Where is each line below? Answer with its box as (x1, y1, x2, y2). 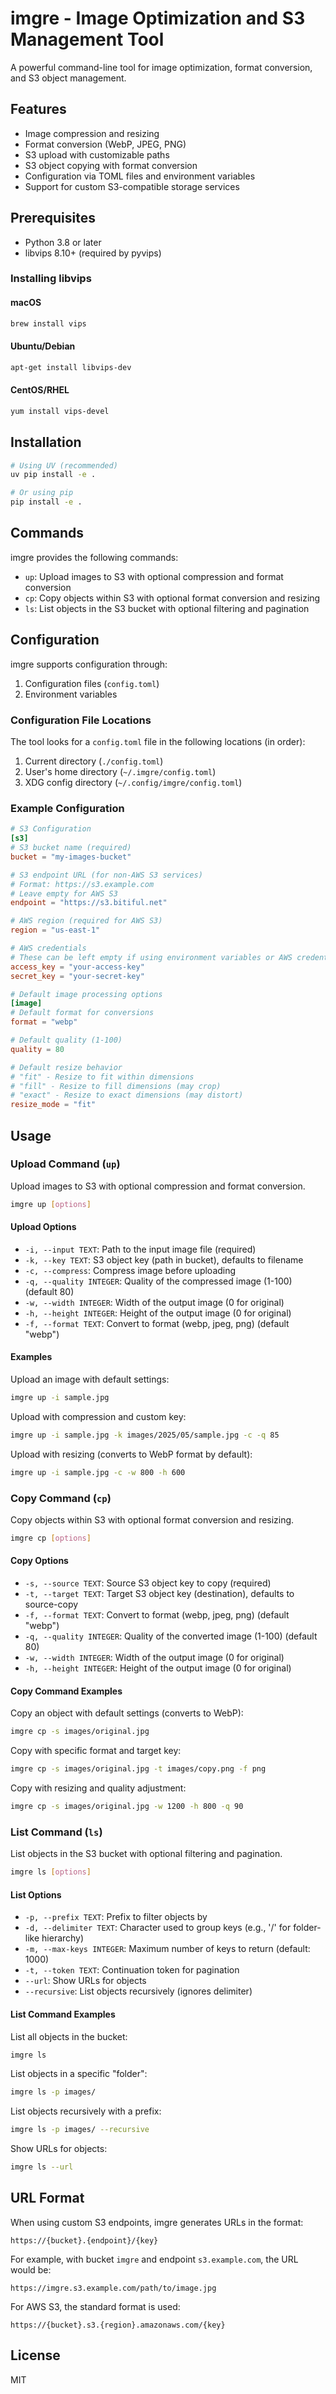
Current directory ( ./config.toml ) (24, 755, 164, 767)
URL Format (10, 2190, 85, 2207)
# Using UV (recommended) (10, 460, 118, 471)
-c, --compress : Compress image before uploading (24, 1264, 237, 1276)
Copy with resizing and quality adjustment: (10, 1782, 187, 1794)
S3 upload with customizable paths (24, 148, 170, 161)
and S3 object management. (10, 72, 127, 84)
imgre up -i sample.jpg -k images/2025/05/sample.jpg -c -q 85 (10, 1430, 280, 1440)
